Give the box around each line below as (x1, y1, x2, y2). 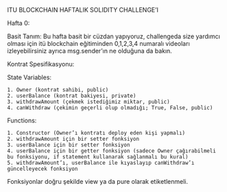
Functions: (7, 116, 37, 124)
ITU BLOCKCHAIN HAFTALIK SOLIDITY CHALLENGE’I (7, 6, 159, 14)
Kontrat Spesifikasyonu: (7, 60, 75, 68)
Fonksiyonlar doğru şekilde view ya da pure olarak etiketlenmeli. (7, 178, 189, 185)
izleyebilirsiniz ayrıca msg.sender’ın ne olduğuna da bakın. (7, 47, 173, 55)
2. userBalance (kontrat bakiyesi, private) (7, 92, 136, 99)
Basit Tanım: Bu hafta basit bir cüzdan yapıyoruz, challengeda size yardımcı (7, 32, 221, 40)
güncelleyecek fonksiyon (7, 165, 78, 172)
